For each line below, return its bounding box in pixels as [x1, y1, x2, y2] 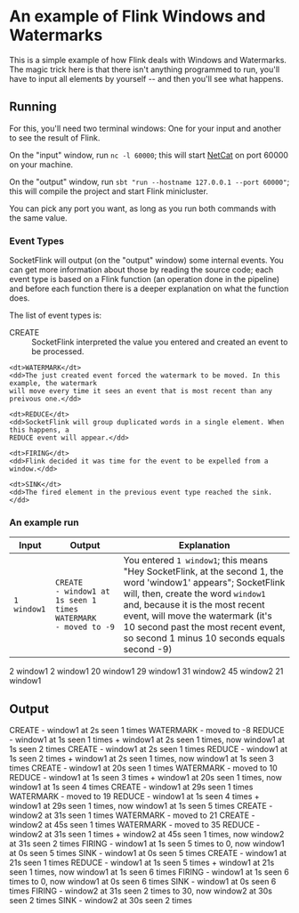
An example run [9, 516, 79, 529]
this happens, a [9, 425, 69, 435]
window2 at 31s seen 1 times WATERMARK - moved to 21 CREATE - [9, 810, 255, 820]
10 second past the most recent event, [123, 621, 286, 634]
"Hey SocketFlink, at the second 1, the [123, 565, 284, 578]
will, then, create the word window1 [123, 587, 266, 600]
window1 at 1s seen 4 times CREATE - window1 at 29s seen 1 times [9, 781, 254, 793]
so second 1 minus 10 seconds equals [123, 632, 286, 644]
